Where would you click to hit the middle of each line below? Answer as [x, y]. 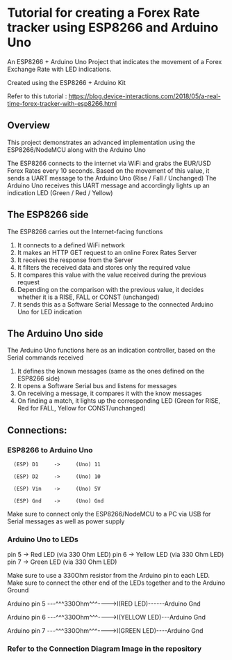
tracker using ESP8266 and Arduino [113, 28]
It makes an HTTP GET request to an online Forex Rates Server [107, 252]
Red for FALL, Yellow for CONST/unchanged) [81, 408]
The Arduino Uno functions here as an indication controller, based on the [111, 351]
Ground [18, 590]
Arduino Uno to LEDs [43, 539]
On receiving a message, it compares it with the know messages [109, 393]
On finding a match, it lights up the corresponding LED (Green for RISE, [119, 401]
